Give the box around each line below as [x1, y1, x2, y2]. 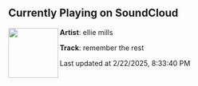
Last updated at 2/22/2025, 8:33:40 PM [59, 58, 191, 68]
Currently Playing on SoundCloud [8, 6, 179, 20]
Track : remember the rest [59, 43, 145, 53]
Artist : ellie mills [59, 27, 113, 37]
